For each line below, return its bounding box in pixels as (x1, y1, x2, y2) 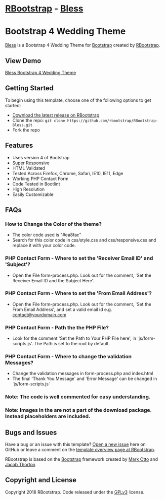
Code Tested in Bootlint (12, 181, 60, 187)
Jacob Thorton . (5, 462, 37, 468)
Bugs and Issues (5, 428, 57, 437)
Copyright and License (5, 476, 77, 484)
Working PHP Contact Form (12, 176, 69, 182)
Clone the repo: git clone (12, 117, 65, 123)
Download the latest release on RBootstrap (12, 112, 100, 118)
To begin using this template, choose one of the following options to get (5, 97, 152, 103)
